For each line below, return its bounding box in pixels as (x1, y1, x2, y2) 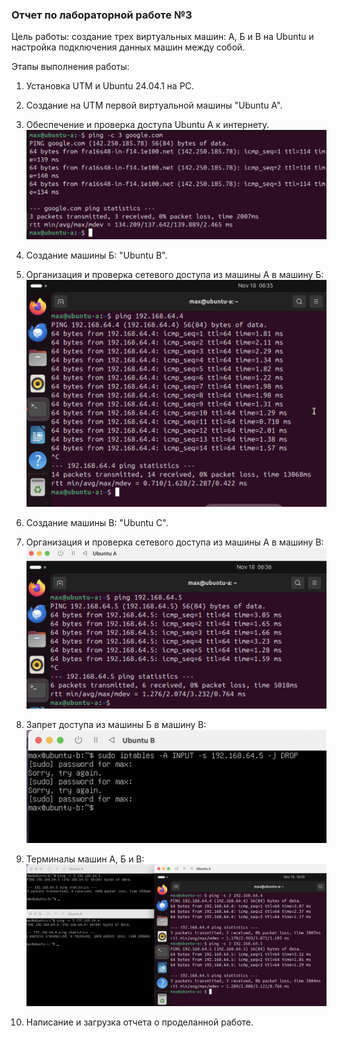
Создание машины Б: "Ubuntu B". (25, 249, 168, 262)
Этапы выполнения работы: (11, 61, 130, 73)
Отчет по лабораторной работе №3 (11, 8, 193, 22)
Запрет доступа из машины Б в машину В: (25, 719, 207, 731)
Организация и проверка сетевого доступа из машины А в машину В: (25, 536, 324, 548)
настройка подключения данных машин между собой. (11, 41, 246, 53)
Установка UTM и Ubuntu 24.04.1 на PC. (25, 80, 195, 92)
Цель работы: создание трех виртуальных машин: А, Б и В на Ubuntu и (11, 31, 314, 43)
